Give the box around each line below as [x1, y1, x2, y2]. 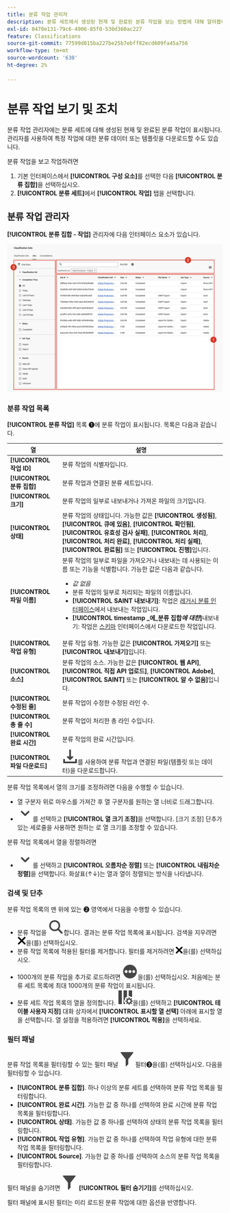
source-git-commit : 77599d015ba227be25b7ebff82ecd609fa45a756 [7, 40, 188, 47]
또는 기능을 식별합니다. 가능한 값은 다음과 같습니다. [69, 564, 204, 573]
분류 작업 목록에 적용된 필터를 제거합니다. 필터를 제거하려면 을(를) [16, 947, 199, 956]
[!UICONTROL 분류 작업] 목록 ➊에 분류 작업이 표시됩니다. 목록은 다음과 [7, 420, 199, 429]
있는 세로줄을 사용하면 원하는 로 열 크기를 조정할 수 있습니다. [16, 823, 178, 831]
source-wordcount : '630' [7, 55, 78, 62]
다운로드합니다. [77, 767, 118, 775]
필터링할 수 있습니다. [7, 1068, 62, 1077]
